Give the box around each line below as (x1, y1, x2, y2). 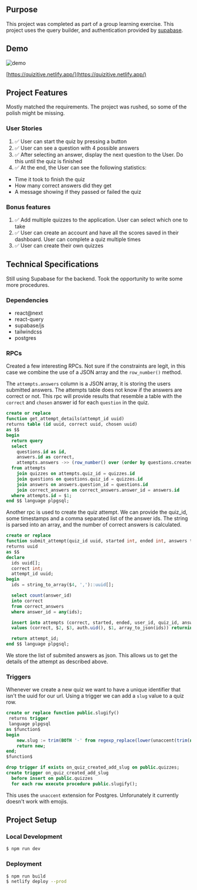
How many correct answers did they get (14, 182, 112, 189)
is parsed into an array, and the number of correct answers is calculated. (6, 521, 182, 528)
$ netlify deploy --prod (6, 879, 67, 885)
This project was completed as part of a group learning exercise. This (6, 20, 174, 27)
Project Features (6, 88, 68, 98)
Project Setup (6, 815, 57, 825)
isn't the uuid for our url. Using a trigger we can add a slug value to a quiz (6, 692, 185, 700)
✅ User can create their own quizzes (14, 242, 104, 249)
